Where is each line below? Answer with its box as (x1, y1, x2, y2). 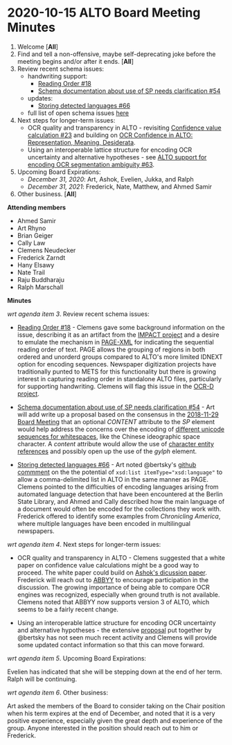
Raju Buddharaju (17, 275, 64, 283)
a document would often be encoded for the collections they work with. (17, 505, 222, 513)
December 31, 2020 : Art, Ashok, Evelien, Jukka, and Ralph (27, 175, 194, 183)
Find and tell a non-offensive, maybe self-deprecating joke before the (17, 50, 216, 58)
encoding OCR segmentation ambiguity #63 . (27, 160, 154, 168)
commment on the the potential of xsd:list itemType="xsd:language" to (17, 468, 223, 476)
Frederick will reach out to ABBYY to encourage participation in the (17, 575, 209, 584)
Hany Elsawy (17, 261, 55, 269)
